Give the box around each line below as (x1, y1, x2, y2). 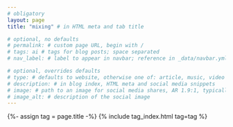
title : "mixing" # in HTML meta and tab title (7, 23, 144, 30)
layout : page (7, 17, 45, 24)
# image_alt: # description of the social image (7, 93, 150, 101)
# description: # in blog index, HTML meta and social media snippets (7, 81, 216, 87)
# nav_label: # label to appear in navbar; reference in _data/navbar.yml (7, 55, 228, 62)
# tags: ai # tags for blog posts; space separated (7, 49, 159, 56)
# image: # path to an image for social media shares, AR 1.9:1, (7, 87, 200, 94)
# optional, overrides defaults (7, 67, 101, 74)
